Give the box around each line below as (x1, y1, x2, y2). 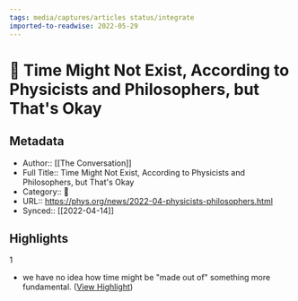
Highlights (9, 230, 69, 246)
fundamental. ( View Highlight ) (22, 281, 133, 292)
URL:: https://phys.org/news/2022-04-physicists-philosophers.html (22, 195, 274, 206)
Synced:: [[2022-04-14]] (22, 205, 115, 216)
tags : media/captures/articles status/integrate (9, 13, 195, 22)
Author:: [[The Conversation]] (22, 158, 132, 168)
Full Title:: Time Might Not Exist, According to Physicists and (22, 167, 245, 177)
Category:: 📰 (22, 185, 70, 197)
